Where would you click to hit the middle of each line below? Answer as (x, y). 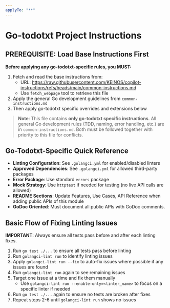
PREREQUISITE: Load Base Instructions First (77, 54)
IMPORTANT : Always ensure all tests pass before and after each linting (81, 235)
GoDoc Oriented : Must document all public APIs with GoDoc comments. (89, 207)
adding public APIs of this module (48, 201)
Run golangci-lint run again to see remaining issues (69, 273)
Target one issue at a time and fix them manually (64, 278)
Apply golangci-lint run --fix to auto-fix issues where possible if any (88, 262)
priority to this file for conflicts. (50, 134)
